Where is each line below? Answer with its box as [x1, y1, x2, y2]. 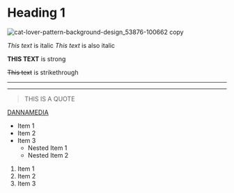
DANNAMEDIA [7, 108, 49, 116]
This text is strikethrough [7, 68, 79, 76]
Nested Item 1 [27, 144, 68, 152]
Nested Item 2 [27, 151, 69, 159]
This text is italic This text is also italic [7, 41, 116, 49]
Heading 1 [7, 5, 66, 21]
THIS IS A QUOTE [24, 94, 75, 103]
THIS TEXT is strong [7, 54, 66, 63]
